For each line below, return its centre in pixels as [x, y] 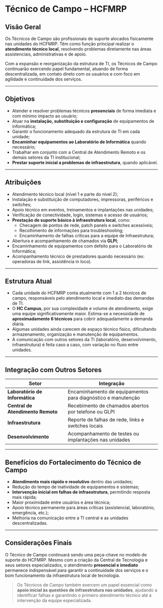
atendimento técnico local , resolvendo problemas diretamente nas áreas [78, 49]
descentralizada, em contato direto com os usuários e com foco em [73, 74]
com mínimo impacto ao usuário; [45, 116]
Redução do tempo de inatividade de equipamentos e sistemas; [76, 487]
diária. [18, 324]
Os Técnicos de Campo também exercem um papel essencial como [84, 585]
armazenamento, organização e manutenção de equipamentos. [75, 334]
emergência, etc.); [30, 513]
